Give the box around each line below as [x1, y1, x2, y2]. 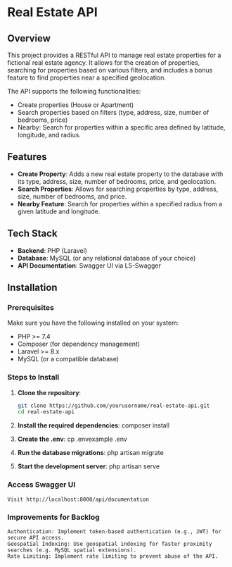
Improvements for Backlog [7, 512, 100, 522]
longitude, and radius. [17, 131, 81, 139]
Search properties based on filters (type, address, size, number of [17, 108, 210, 116]
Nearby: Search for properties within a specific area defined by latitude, [17, 123, 226, 131]
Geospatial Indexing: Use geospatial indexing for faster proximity [7, 540, 212, 547]
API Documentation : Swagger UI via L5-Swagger [17, 261, 162, 270]
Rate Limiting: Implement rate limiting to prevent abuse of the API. [7, 552, 219, 560]
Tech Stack [7, 228, 58, 239]
